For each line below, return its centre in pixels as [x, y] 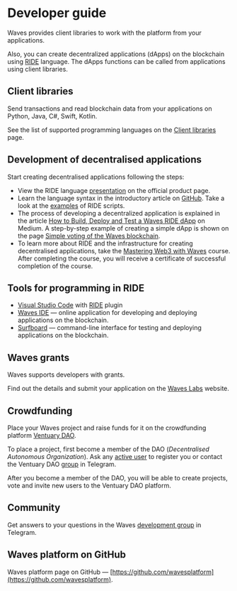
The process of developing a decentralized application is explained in [119, 213]
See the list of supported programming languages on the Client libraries [112, 130]
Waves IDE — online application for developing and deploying [107, 313]
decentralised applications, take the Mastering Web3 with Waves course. [124, 250]
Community [34, 508]
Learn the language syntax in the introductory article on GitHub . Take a [121, 198]
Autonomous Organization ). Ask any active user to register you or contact [115, 457]
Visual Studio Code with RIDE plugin [70, 305]
